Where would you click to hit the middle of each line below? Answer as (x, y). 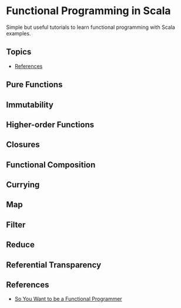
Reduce (21, 245)
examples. (19, 33)
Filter (16, 225)
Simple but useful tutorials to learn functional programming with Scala (90, 27)
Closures (23, 145)
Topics (19, 52)
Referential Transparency (54, 265)
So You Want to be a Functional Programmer (68, 299)
